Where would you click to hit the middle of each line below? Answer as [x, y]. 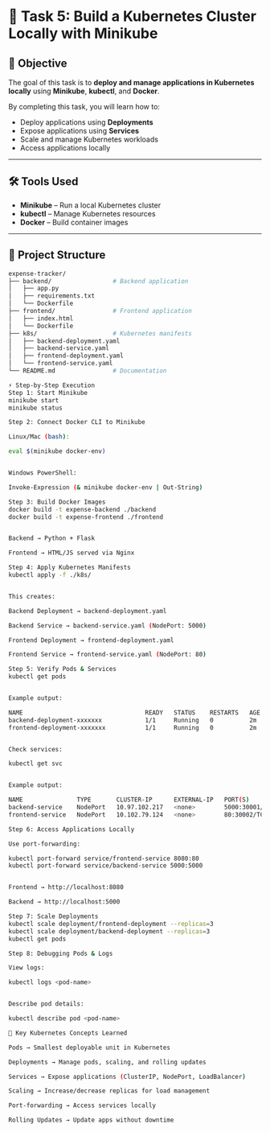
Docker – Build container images [74, 222]
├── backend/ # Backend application [98, 281]
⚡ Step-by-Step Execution [51, 385]
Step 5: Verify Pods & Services [62, 669]
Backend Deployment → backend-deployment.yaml [88, 611]
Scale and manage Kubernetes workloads [89, 139]
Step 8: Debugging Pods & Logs [61, 953]
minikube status [35, 408]
